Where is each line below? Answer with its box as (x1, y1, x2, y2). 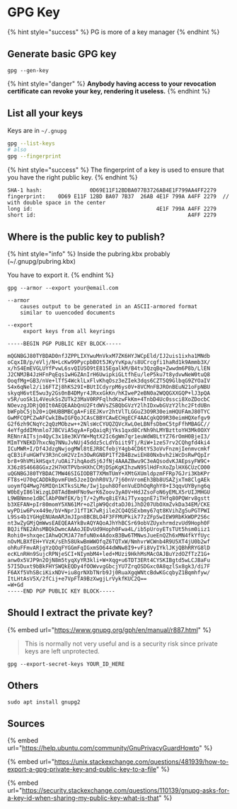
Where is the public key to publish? (7, 231, 166, 243)
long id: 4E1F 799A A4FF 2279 (7, 206, 217, 213)
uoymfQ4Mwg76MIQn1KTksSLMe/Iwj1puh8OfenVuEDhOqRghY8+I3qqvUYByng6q (7, 482, 211, 489)
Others (7, 680, 39, 692)
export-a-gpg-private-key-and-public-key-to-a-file (7, 765, 157, 774)
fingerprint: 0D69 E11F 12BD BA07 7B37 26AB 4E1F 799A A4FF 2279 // (7, 193, 230, 200)
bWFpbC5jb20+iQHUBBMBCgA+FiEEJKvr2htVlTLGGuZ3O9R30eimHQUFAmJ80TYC (7, 408, 211, 415)
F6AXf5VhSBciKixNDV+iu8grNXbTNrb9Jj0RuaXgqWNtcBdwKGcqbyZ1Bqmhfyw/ (7, 569, 211, 576)
